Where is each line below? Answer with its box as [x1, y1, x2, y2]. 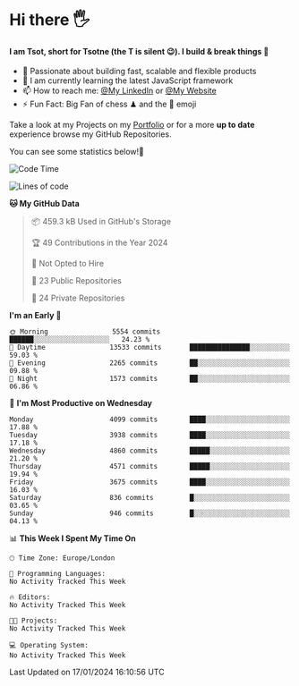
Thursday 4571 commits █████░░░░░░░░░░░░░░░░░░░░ [9, 462, 291, 471]
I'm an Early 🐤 [9, 310, 62, 321]
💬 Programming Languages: [9, 570, 106, 579]
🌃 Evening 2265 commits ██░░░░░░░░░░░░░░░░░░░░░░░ [9, 359, 291, 368]
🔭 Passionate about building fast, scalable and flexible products [21, 66, 257, 77]
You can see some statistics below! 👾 [9, 147, 145, 157]
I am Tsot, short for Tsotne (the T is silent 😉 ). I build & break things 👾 [9, 46, 269, 56]
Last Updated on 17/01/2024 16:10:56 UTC [9, 666, 165, 678]
